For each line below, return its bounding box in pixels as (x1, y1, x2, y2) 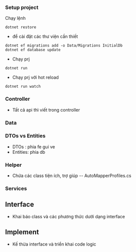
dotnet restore (5, 25, 37, 30)
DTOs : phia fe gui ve (12, 143, 55, 150)
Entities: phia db (12, 149, 45, 155)
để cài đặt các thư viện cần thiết (12, 34, 78, 40)
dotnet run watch (5, 84, 41, 89)
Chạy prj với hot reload (12, 74, 59, 80)
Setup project (5, 4, 39, 11)
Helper (5, 161, 22, 168)
